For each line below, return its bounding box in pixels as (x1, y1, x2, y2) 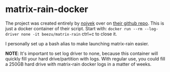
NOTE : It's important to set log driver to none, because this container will (5, 50, 158, 56)
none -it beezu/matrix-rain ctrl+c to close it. (21, 31, 117, 37)
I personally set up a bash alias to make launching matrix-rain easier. (5, 40, 149, 46)
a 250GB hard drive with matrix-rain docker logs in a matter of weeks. (5, 61, 152, 67)
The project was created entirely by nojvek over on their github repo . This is (5, 20, 164, 26)
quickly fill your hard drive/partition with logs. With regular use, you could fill (5, 55, 165, 61)
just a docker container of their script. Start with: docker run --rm (5, 25, 143, 31)
